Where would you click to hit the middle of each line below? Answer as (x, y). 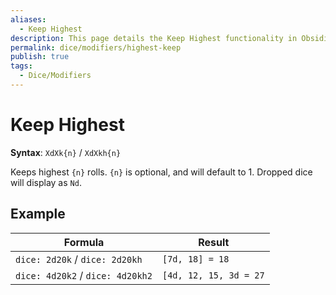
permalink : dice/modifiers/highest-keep (96, 47)
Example (38, 214)
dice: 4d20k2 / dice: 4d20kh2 (84, 275)
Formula (84, 242)
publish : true (40, 57)
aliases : (28, 19)
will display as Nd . (46, 182)
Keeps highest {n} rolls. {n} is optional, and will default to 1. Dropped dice (161, 172)
